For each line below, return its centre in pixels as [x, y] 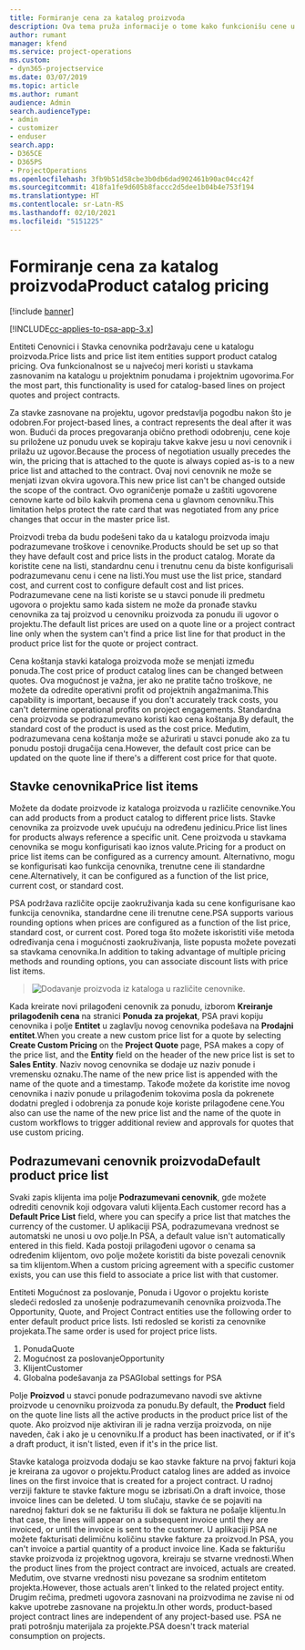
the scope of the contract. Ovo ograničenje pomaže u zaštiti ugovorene [143, 490]
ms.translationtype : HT [55, 196]
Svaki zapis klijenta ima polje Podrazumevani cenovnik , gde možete [138, 1197]
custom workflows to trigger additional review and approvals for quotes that [152, 1123]
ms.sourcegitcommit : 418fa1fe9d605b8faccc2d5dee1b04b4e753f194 [132, 188]
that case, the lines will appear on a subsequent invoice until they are [139, 1520]
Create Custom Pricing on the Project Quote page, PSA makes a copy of [147, 1046]
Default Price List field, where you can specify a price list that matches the [150, 1217]
